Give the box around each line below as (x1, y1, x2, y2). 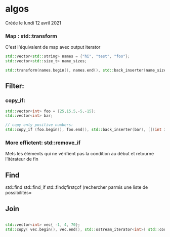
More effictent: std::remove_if (5, 139, 81, 146)
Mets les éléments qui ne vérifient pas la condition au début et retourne (5, 151, 154, 157)
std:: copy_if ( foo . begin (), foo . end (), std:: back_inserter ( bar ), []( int (5, 127, 162, 132)
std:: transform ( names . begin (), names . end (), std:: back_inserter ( (5, 67, 146, 73)
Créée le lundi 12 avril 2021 (5, 20, 62, 26)
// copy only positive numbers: (5, 122, 73, 127)
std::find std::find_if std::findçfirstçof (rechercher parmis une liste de (5, 184, 148, 190)
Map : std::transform (5, 32, 57, 40)
